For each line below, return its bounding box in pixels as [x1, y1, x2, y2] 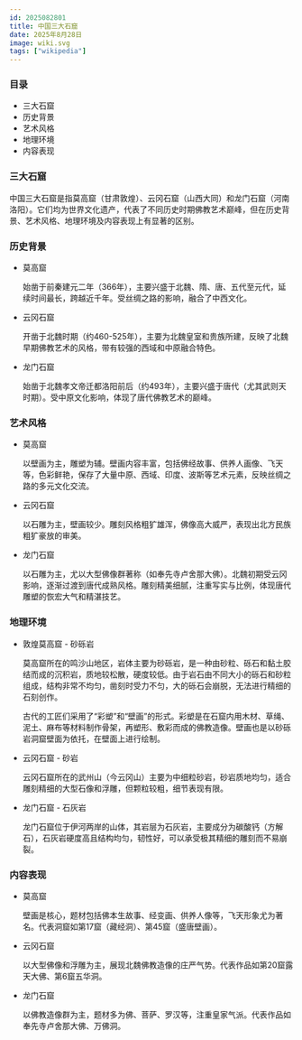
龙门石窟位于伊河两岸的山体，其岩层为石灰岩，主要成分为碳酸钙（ [22, 821, 268, 831]
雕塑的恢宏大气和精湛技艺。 [22, 591, 126, 602]
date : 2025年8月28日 [9, 30, 83, 39]
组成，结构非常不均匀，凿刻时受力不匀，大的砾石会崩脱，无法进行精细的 [22, 680, 291, 691]
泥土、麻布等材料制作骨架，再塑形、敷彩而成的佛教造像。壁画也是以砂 [22, 721, 284, 732]
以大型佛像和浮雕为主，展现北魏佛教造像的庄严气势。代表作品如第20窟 [22, 959, 286, 970]
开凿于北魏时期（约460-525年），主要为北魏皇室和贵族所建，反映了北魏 [22, 331, 288, 342]
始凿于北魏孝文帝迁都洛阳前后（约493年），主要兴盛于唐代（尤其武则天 [22, 381, 287, 392]
